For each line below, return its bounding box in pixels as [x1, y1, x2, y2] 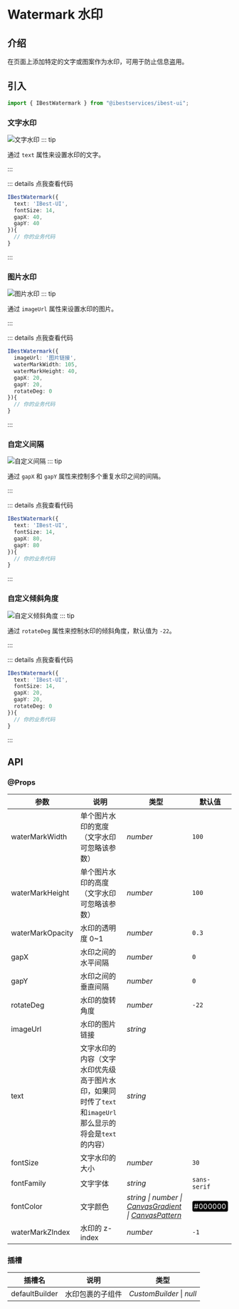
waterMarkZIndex [11, 1227, 70, 1237]
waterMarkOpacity [11, 928, 73, 938]
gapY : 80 [14, 542, 40, 549]
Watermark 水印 [7, 6, 103, 23]
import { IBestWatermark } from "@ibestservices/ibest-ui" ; [7, 99, 190, 107]
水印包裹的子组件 [65, 1289, 122, 1299]
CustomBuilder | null [129, 1289, 197, 1299]
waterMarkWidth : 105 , [14, 361, 78, 368]
